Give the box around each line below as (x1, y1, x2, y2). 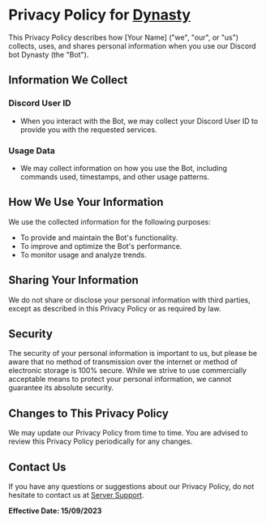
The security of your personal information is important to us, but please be (8, 349, 258, 358)
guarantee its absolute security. (8, 383, 114, 392)
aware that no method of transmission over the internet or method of (8, 357, 238, 367)
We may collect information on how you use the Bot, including (19, 163, 228, 173)
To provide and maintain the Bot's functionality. (19, 233, 178, 242)
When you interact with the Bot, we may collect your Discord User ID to (19, 116, 259, 126)
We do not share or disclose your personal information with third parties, (8, 294, 251, 305)
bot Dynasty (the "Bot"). (8, 49, 89, 59)
